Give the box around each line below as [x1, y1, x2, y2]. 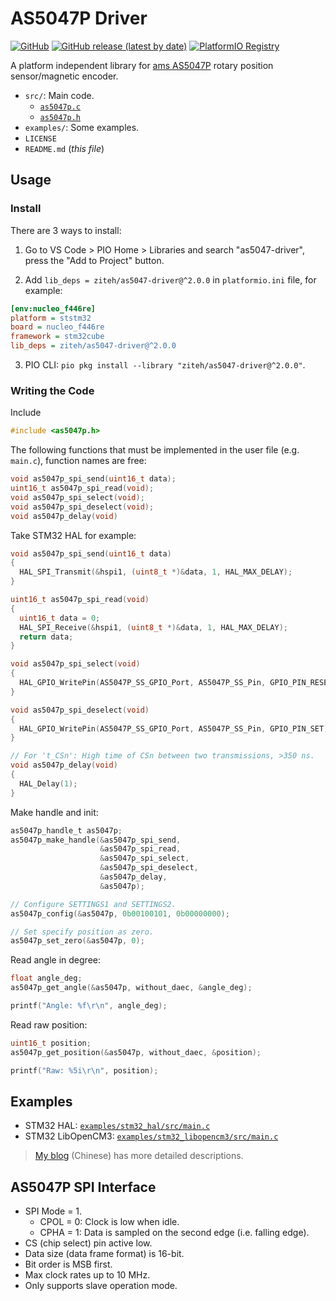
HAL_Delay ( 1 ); [19, 778, 78, 789]
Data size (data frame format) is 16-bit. [24, 1248, 185, 1260]
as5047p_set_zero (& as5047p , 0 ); [10, 936, 145, 946]
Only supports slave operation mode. [24, 1280, 178, 1292]
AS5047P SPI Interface [10, 1178, 157, 1196]
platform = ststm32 [10, 313, 92, 323]
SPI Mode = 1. [24, 1205, 83, 1217]
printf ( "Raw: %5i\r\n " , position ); [10, 1065, 159, 1076]
